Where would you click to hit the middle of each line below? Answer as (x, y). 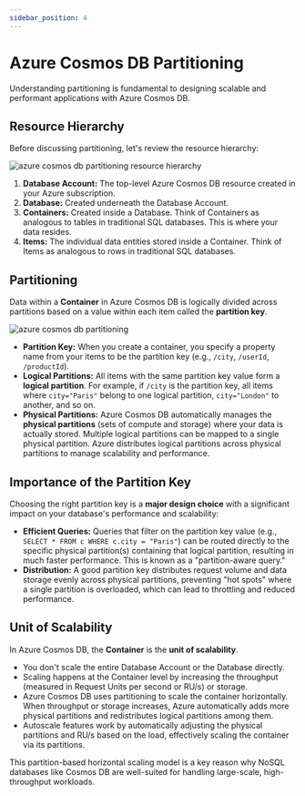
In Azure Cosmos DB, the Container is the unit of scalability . (124, 649)
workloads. (74, 781)
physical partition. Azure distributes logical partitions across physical (152, 444)
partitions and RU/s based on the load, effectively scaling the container (156, 735)
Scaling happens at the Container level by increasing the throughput (150, 677)
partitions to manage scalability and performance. (116, 454)
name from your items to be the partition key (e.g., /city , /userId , (146, 357)
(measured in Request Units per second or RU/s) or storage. (135, 686)
